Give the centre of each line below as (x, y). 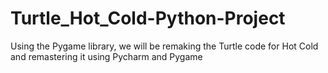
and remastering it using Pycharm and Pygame (106, 56)
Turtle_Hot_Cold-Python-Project (148, 18)
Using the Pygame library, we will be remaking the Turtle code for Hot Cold (164, 46)
